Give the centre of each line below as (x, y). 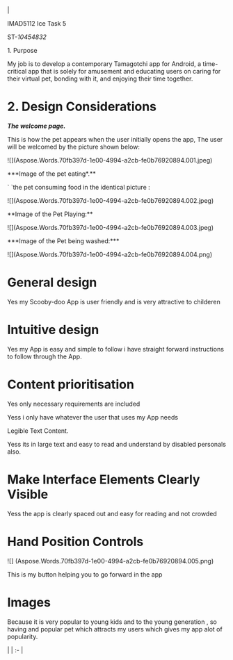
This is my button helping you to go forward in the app (85, 574)
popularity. (23, 636)
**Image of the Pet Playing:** (50, 214)
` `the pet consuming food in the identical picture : (79, 187)
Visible (28, 494)
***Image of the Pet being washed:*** (63, 241)
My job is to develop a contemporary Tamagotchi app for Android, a (104, 64)
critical (17, 71)
